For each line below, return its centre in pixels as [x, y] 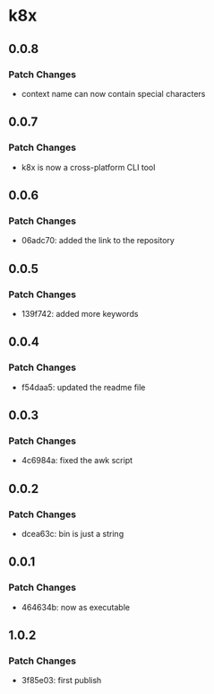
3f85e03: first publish [61, 681]
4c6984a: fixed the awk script [77, 461]
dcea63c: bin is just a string [73, 534]
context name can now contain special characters [113, 93]
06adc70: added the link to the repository [98, 241]
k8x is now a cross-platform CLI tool [88, 167]
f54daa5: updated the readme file [83, 387]
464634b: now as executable [76, 607]
